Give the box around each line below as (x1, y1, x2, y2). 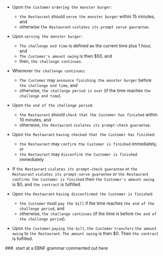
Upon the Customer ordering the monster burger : (12, 4, 112, 10)
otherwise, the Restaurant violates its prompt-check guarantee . (19, 122, 151, 128)
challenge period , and (19, 206, 65, 211)
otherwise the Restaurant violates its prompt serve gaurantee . (19, 24, 150, 30)
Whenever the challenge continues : (12, 68, 86, 74)
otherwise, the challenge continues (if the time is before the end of (19, 211, 157, 217)
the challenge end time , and (19, 82, 78, 88)
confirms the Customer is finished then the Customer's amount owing (12, 177, 155, 182)
